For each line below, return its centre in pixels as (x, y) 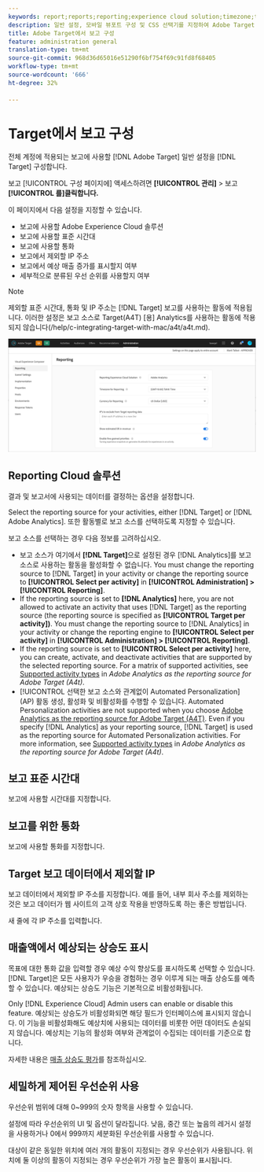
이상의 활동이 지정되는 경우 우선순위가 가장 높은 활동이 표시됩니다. (132, 1159)
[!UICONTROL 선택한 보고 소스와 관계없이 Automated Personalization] (130, 691)
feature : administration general (63, 42)
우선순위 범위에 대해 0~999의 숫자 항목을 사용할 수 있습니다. (101, 1107)
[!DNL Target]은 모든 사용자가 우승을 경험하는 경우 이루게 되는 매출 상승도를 (125, 978)
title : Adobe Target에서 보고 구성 (61, 33)
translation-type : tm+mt (49, 50)
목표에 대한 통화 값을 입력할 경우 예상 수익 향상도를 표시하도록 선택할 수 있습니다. (132, 968)
